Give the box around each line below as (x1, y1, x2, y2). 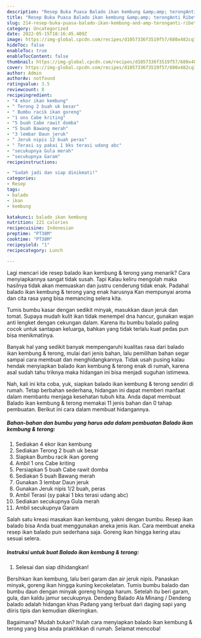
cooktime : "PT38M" (7, 236, 52, 242)
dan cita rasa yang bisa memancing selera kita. (7, 294, 123, 302)
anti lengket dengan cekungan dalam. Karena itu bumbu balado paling (7, 318, 179, 326)
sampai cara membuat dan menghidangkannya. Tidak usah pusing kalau (7, 356, 185, 363)
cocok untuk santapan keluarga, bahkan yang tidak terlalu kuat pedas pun (7, 325, 188, 332)
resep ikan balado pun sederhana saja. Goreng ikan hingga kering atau (7, 528, 181, 536)
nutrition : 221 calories (7, 220, 69, 226)
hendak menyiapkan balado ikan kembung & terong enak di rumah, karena (7, 362, 190, 369)
